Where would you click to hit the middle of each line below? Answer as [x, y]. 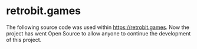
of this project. [24, 40]
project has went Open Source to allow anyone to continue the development [98, 33]
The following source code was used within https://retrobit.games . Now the [98, 27]
